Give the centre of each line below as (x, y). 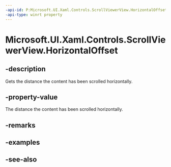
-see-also (21, 160)
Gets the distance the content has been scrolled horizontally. (69, 81)
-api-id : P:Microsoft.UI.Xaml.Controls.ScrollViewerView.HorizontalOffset (86, 10)
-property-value (32, 97)
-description (25, 69)
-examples (23, 142)
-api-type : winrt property (34, 15)
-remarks (20, 125)
